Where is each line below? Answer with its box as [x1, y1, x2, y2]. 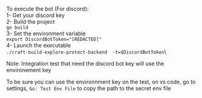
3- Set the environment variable [6, 30, 86, 37]
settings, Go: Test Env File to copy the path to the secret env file [6, 85, 172, 92]
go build [6, 24, 29, 30]
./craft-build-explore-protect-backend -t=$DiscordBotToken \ [6, 48, 167, 55]
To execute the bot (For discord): [6, 5, 89, 12]
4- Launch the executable [6, 42, 71, 49]
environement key [6, 66, 52, 74]
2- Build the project [6, 18, 55, 25]
